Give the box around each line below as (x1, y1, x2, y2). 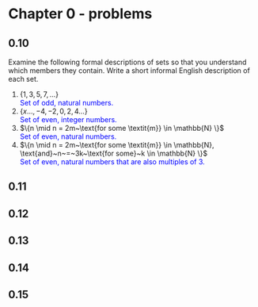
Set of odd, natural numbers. (19, 98, 114, 107)
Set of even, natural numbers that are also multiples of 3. (19, 157, 206, 167)
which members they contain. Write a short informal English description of (8, 66, 251, 75)
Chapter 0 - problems (8, 5, 153, 23)
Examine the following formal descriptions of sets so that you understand (8, 57, 247, 67)
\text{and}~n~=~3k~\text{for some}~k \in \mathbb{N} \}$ (19, 148, 208, 158)
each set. (8, 75, 39, 83)
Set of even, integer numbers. (19, 115, 117, 124)
